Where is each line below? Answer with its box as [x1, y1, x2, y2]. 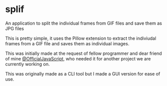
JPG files [5, 25, 24, 31]
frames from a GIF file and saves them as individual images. [5, 40, 130, 46]
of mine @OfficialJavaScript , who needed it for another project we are [5, 55, 151, 61]
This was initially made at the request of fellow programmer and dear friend [5, 50, 162, 56]
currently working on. [5, 61, 50, 67]
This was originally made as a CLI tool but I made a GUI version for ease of [5, 70, 160, 76]
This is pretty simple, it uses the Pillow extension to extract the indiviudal [5, 35, 156, 41]
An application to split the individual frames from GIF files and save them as [5, 20, 162, 26]
